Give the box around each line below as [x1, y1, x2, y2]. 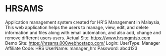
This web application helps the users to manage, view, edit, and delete [5, 24, 149, 30]
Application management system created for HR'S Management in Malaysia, [5, 19, 161, 25]
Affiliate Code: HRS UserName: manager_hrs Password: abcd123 [5, 45, 138, 51]
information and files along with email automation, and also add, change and [5, 29, 161, 35]
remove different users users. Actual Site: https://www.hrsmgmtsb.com [5, 35, 151, 41]
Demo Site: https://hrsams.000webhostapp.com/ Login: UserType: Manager [5, 40, 160, 46]
